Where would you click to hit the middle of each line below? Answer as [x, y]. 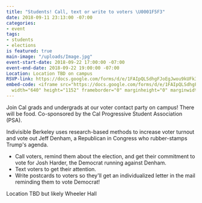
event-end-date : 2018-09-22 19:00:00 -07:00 [63, 68]
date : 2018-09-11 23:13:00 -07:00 [50, 17]
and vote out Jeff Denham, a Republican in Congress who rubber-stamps [97, 138]
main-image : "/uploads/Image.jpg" [50, 57]
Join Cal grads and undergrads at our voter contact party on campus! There [100, 107]
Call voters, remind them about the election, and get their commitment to [105, 156]
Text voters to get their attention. [55, 169]
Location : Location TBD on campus [50, 73]
